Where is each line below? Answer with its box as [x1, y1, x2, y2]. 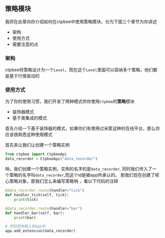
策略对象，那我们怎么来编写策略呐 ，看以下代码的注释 [9, 178, 118, 184]
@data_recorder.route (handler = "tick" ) [5, 188, 84, 193]
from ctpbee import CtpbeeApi [5, 152, 67, 157]
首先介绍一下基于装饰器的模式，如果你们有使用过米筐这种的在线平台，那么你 [5, 126, 160, 132]
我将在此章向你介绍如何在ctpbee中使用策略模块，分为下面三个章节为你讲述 [5, 19, 157, 25]
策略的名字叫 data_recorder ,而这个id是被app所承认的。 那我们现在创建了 [9, 172, 156, 178]
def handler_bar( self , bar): [5, 211, 65, 215]
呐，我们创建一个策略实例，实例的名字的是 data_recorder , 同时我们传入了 [5, 166, 153, 172]
